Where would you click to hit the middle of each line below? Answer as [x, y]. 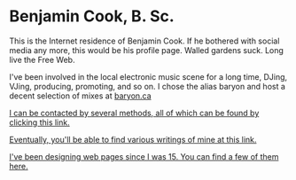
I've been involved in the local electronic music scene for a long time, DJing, [148, 76]
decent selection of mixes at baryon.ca [81, 96]
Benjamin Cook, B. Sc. [92, 16]
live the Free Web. [42, 59]
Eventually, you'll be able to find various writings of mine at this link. [133, 139]
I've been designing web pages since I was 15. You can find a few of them [144, 156]
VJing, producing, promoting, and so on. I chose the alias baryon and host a [148, 86]
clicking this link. [39, 122]
